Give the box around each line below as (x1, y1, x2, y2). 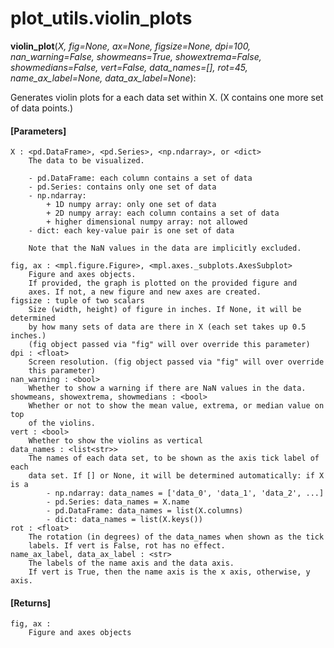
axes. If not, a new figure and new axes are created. (28, 287, 262, 297)
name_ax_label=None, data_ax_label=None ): (10, 72, 197, 84)
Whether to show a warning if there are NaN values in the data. (28, 383, 307, 394)
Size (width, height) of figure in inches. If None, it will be (28, 305, 302, 315)
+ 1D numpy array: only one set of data (46, 200, 217, 210)
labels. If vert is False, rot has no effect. (28, 541, 226, 551)
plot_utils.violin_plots (10, 7, 193, 30)
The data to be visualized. (28, 156, 145, 166)
